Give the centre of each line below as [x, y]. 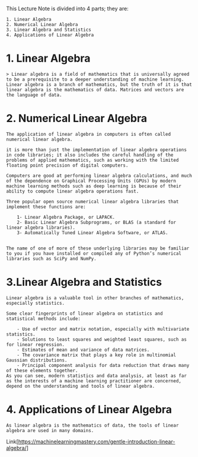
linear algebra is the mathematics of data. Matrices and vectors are [95, 90]
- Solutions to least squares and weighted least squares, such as [102, 339]
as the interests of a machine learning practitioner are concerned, [94, 381]
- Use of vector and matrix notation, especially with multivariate [103, 329]
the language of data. [34, 95]
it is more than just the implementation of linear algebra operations [96, 150]
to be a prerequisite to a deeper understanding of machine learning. [95, 79]
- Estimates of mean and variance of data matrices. [83, 350]
